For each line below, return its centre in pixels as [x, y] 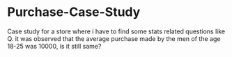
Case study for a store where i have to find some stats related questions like [116, 31]
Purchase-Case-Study [74, 12]
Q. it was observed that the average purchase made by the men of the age [114, 38]
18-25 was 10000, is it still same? [54, 46]
